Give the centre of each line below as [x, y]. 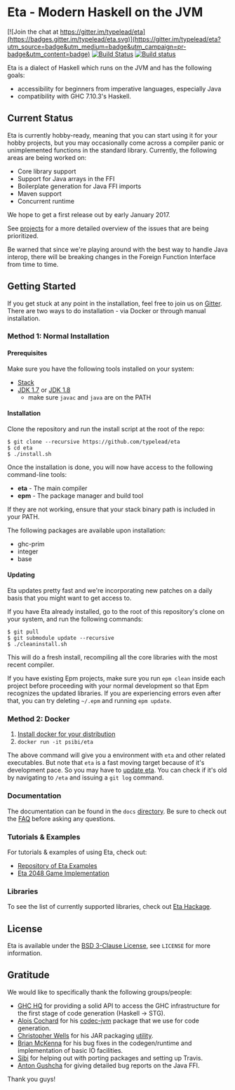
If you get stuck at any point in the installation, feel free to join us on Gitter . [115, 303]
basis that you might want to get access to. [69, 598]
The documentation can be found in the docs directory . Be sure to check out [117, 811]
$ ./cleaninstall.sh [38, 644]
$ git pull [23, 632]
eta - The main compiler [52, 488]
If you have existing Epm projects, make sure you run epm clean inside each [116, 678]
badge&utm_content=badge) [49, 54]
